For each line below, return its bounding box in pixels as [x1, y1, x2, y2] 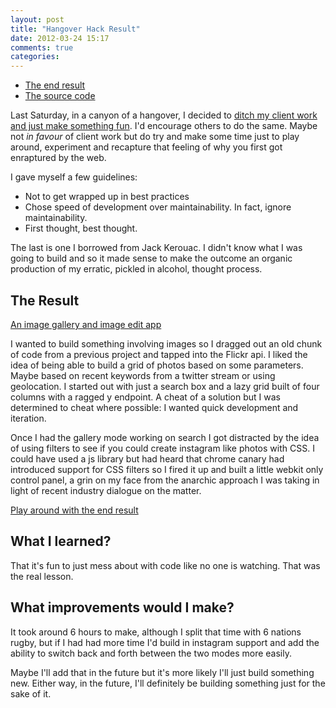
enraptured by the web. [10, 152, 107, 164]
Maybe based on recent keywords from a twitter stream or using [10, 369, 276, 381]
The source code [24, 90, 96, 102]
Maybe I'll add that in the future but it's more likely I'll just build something [10, 666, 315, 678]
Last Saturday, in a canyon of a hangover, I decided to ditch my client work [10, 109, 318, 121]
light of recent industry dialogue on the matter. [10, 484, 202, 496]
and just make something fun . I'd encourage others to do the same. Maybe [10, 120, 318, 132]
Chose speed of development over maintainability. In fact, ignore [24, 201, 292, 213]
